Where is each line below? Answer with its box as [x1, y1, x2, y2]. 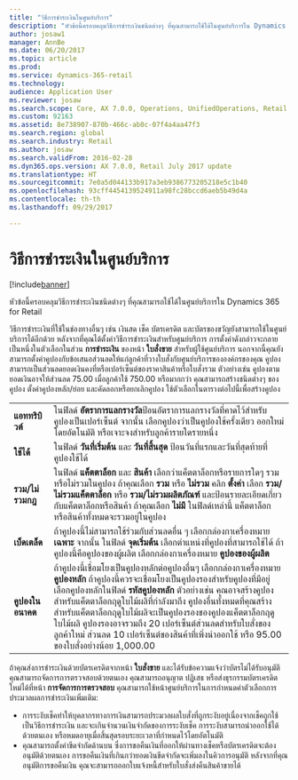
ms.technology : [9, 79, 66, 88]
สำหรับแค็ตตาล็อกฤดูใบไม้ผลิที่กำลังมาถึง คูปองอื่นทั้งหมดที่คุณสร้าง [53, 594, 272, 607]
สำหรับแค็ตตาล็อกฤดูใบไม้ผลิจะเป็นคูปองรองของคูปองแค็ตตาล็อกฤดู [53, 606, 275, 618]
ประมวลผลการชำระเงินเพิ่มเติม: [9, 692, 99, 703]
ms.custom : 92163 [9, 112, 74, 121]
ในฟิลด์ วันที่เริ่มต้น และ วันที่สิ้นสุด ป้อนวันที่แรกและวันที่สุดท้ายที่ [53, 441, 268, 453]
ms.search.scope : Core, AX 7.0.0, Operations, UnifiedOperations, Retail [9, 104, 288, 113]
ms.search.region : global [9, 129, 105, 138]
